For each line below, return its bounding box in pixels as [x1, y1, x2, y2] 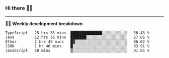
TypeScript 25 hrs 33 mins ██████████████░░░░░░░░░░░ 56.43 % [5, 30, 150, 36]
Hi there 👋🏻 [5, 5, 33, 12]
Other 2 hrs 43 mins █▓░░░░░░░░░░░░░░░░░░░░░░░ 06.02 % [5, 39, 150, 44]
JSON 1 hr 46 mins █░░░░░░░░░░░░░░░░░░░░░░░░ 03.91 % [5, 44, 150, 49]
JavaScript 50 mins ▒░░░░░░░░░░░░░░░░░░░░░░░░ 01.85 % [5, 48, 150, 53]
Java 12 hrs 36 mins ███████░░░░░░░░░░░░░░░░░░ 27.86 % [5, 35, 150, 40]
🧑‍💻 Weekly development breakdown [5, 21, 83, 27]
